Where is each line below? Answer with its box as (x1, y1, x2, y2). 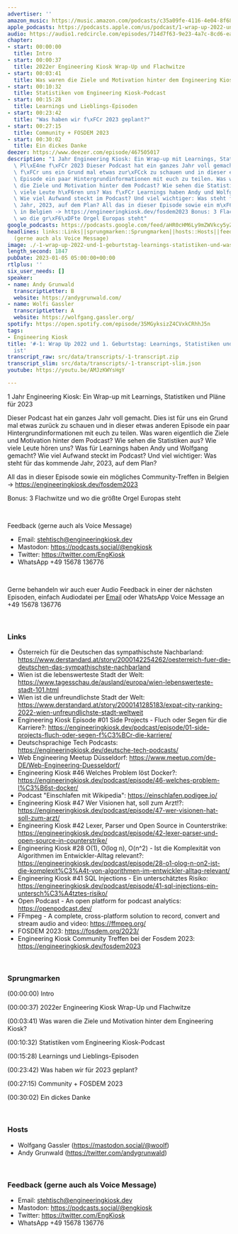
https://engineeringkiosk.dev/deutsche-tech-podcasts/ (17, 746, 178, 754)
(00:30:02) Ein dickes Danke (7, 1093, 91, 1102)
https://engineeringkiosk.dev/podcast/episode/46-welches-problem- (17, 776, 220, 785)
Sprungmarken (7, 974, 60, 984)
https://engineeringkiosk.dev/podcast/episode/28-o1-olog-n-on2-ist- (17, 859, 221, 868)
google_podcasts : (7, 221, 59, 228)
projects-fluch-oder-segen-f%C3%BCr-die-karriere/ (17, 731, 172, 739)
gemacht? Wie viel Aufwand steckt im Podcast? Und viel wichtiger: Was (7, 451, 217, 460)
